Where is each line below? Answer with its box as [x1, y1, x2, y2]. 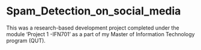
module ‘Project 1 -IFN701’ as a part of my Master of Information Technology [6, 30, 195, 37]
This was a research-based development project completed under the [6, 24, 179, 31]
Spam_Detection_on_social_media [6, 4, 181, 18]
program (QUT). [6, 37, 46, 44]
